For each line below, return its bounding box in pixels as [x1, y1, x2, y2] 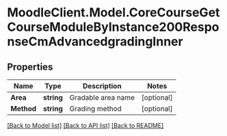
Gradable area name [69, 93, 135, 102]
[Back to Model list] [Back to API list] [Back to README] [7, 122, 164, 129]
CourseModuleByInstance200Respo [7, 19, 219, 35]
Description [82, 81, 122, 90]
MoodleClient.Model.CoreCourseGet [7, 5, 220, 21]
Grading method [69, 104, 122, 113]
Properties [7, 61, 53, 72]
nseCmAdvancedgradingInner [7, 34, 183, 49]
